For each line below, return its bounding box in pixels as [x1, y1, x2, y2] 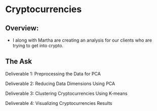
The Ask [5, 57, 32, 66]
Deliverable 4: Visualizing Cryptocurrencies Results [5, 100, 112, 106]
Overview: [5, 24, 39, 32]
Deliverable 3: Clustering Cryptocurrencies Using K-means [5, 90, 128, 96]
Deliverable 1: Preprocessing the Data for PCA [5, 70, 101, 77]
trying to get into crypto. [12, 43, 64, 49]
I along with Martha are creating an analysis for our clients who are [12, 37, 152, 43]
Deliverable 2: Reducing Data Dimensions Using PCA [5, 80, 115, 87]
